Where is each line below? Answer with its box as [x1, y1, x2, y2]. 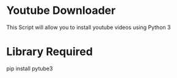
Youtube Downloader [6, 4, 116, 18]
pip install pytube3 [6, 65, 53, 72]
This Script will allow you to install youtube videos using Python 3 [6, 24, 171, 31]
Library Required [6, 45, 93, 59]
